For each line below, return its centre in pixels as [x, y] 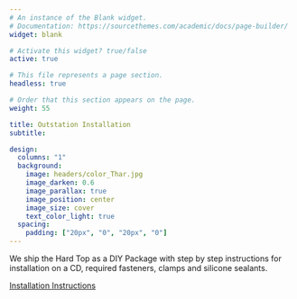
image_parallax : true [66, 191]
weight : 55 [30, 108]
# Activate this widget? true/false [78, 50]
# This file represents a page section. [87, 76]
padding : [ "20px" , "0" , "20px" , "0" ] [97, 233]
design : [24, 149]
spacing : [34, 225]
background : [40, 166]
